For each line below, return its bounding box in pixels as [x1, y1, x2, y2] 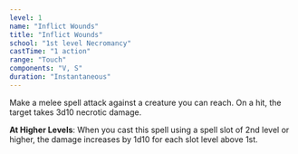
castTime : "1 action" [9, 47, 91, 56]
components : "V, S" [9, 64, 83, 73]
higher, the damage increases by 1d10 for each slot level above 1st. [9, 133, 258, 145]
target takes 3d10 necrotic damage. [9, 106, 142, 118]
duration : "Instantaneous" [9, 72, 111, 82]
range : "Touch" [9, 55, 67, 64]
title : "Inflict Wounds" [9, 30, 103, 39]
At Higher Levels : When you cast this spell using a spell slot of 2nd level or [9, 124, 290, 135]
